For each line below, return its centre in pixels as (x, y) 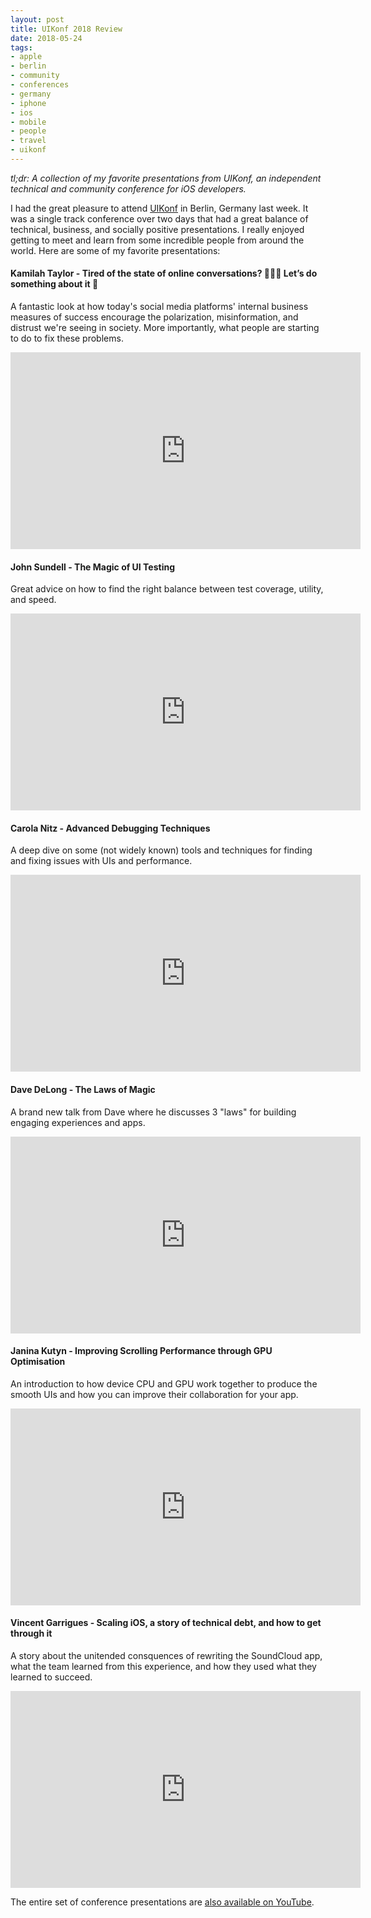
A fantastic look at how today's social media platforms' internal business (159, 307)
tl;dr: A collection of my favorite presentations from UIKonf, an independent (166, 178)
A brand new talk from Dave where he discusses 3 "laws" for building (153, 1112)
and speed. (33, 600)
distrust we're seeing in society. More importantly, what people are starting (165, 328)
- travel (28, 141)
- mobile (28, 122)
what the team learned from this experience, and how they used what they (163, 1667)
